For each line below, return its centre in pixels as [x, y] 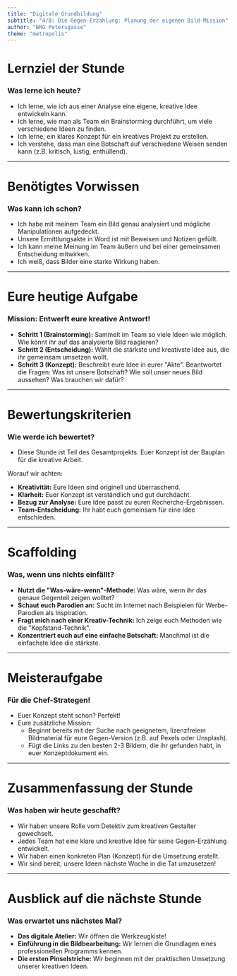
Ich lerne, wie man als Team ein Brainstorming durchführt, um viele [115, 121]
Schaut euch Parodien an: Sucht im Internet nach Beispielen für [111, 605]
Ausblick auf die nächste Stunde [105, 899]
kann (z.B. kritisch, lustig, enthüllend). [72, 151]
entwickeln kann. [42, 113]
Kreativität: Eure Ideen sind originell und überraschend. [99, 487]
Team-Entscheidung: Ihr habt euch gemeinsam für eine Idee [106, 510]
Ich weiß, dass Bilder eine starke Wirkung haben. [89, 262]
